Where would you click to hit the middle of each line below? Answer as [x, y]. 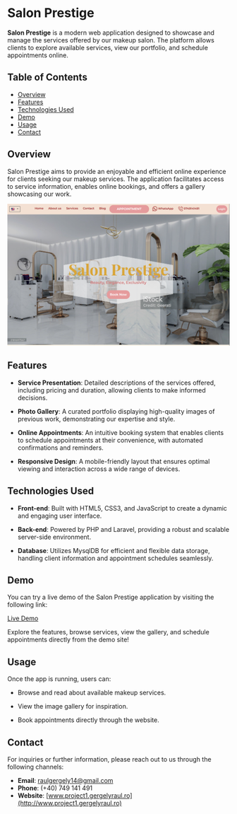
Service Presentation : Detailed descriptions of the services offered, [117, 383]
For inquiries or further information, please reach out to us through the [109, 760]
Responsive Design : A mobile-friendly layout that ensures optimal [114, 461]
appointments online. [38, 55]
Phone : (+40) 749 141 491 [55, 788]
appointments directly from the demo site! [68, 640]
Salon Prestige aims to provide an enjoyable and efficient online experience [117, 171]
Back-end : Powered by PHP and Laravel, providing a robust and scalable [123, 529]
